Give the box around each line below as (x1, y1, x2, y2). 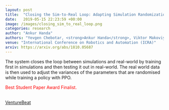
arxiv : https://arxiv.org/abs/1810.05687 (5, 45, 94, 50)
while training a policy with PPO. (5, 74, 72, 80)
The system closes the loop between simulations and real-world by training (5, 58, 161, 64)
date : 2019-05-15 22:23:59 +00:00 (5, 17, 82, 22)
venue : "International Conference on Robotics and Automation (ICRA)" (5, 40, 156, 45)
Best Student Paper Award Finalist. (5, 84, 77, 90)
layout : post (5, 7, 33, 13)
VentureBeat (5, 99, 31, 105)
